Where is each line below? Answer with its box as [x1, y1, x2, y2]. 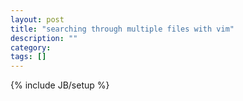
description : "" [10, 33, 78, 43]
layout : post [10, 14, 65, 25]
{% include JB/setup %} [10, 79, 110, 91]
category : [10, 42, 52, 53]
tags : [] [10, 52, 47, 62]
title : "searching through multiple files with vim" [10, 24, 235, 34]
